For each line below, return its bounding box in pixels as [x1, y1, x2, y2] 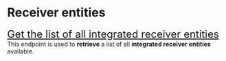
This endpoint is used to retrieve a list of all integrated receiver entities [7, 40, 211, 48]
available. [7, 47, 34, 56]
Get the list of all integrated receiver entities [7, 27, 220, 40]
